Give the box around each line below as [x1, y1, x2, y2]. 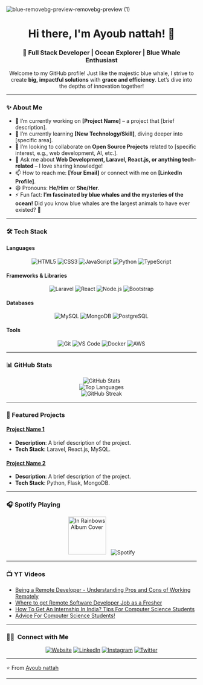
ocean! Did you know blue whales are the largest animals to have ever [14, 200, 190, 207]
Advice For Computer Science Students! [14, 612, 115, 619]
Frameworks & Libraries [6, 272, 68, 279]
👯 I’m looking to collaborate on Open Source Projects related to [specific [14, 143, 196, 150]
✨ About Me [6, 103, 42, 112]
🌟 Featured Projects [6, 410, 65, 419]
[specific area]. [14, 136, 53, 143]
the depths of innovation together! [59, 82, 144, 90]
